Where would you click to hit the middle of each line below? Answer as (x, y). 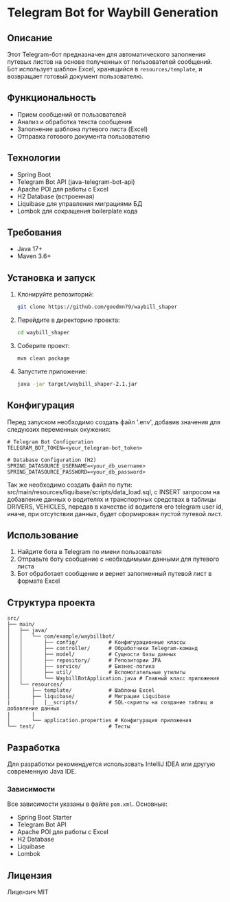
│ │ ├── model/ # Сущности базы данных (92, 655)
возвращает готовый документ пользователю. (76, 76)
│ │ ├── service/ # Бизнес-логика (81, 667)
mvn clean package (43, 358)
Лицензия (30, 876)
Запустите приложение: (52, 371)
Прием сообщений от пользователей (71, 114)
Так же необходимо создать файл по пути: (70, 485)
